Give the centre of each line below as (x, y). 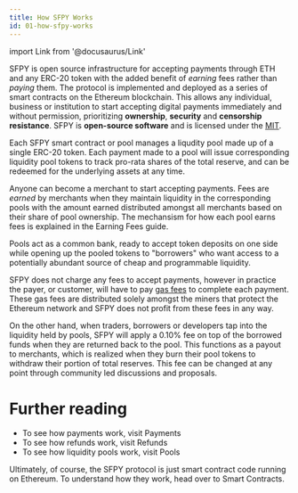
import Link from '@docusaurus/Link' (77, 51)
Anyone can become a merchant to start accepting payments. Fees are (139, 188)
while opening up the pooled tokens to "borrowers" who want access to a (144, 253)
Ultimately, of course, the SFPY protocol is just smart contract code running (148, 470)
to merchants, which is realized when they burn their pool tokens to (133, 354)
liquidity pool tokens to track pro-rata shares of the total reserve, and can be (149, 161)
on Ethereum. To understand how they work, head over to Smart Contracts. (147, 479)
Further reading (68, 409)
